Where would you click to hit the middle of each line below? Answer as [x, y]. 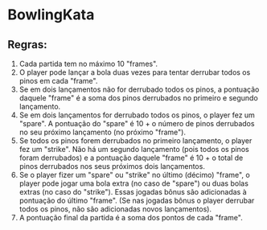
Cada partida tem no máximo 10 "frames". [88, 64]
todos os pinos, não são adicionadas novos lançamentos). [115, 209]
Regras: [27, 45]
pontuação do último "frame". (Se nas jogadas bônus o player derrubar [137, 200]
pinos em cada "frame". [58, 81]
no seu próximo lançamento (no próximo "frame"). [103, 132]
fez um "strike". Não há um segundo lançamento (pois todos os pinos [134, 149]
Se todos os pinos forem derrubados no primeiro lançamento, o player [136, 141]
